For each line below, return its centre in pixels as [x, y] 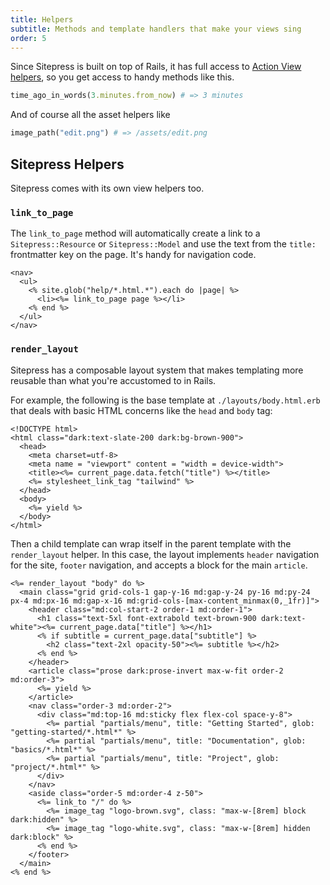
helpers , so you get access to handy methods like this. [122, 77]
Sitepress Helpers [67, 164]
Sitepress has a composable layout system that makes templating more [157, 370]
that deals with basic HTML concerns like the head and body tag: [141, 410]
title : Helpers [42, 19]
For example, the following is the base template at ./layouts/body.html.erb [165, 400]
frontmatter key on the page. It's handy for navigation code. [133, 255]
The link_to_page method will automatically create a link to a [135, 233]
